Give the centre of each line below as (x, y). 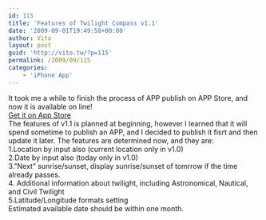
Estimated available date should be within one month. (96, 208)
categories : (28, 68)
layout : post (30, 46)
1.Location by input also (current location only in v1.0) (96, 149)
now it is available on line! (51, 106)
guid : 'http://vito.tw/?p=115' (60, 53)
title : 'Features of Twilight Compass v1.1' (83, 23)
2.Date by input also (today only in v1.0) (73, 158)
